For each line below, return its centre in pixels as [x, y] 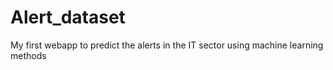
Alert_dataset [68, 17]
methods [28, 55]
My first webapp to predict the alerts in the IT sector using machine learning [167, 45]
